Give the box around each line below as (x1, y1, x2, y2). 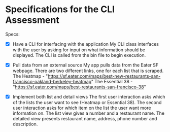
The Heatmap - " (12, 73, 48, 79)
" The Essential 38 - (91, 79, 133, 85)
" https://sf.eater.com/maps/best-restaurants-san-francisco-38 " (12, 84, 146, 90)
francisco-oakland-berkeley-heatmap (12, 79, 91, 85)
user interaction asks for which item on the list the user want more (12, 105, 151, 111)
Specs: (5, 31, 20, 37)
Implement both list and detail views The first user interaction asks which (12, 94, 165, 100)
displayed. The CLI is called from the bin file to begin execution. (12, 52, 146, 58)
